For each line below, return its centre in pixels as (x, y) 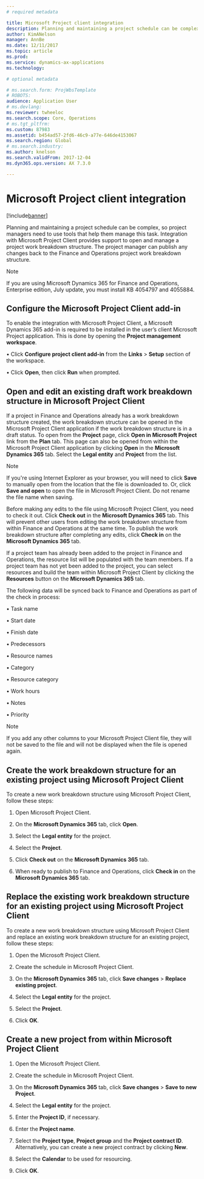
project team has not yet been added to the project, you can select (90, 566)
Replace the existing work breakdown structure (98, 897)
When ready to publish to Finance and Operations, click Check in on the (105, 871)
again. (14, 751)
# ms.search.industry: (35, 146)
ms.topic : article (29, 51)
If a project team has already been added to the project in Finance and (94, 553)
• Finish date (22, 633)
